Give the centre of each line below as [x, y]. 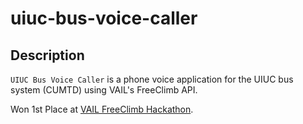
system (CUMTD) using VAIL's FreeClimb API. [104, 90]
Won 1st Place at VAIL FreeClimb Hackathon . [102, 109]
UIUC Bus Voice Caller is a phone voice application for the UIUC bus [152, 79]
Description [47, 55]
